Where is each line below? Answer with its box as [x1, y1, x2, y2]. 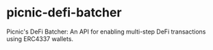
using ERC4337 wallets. [6, 34, 73, 42]
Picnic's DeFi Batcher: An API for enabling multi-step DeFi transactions [6, 27, 206, 36]
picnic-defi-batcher [6, 5, 122, 21]
